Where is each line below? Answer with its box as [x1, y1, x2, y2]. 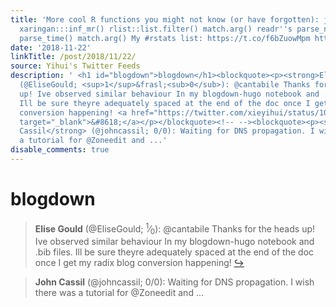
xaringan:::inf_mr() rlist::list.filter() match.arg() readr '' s [19, 24, 293, 34]
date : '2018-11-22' [10, 42, 92, 53]
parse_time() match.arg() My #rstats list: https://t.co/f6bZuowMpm [19, 33, 311, 43]
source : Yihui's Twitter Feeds [10, 61, 141, 71]
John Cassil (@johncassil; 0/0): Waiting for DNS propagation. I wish [34, 276, 315, 288]
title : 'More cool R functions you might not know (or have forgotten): [10, 14, 320, 25]
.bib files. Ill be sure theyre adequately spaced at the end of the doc [34, 246, 315, 258]
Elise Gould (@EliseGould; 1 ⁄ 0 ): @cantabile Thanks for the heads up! [34, 221, 316, 237]
